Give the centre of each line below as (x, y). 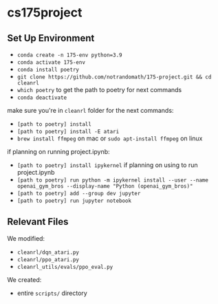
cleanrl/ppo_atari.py (48, 259)
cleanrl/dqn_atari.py (48, 252)
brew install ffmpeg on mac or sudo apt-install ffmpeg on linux (110, 138)
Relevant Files (38, 222)
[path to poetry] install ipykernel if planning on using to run (107, 165)
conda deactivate (42, 98)
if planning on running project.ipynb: (58, 152)
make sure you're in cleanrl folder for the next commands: (90, 110)
